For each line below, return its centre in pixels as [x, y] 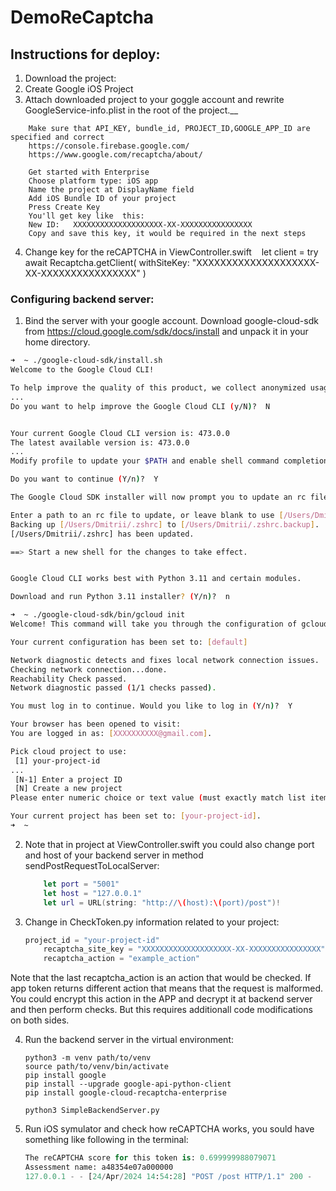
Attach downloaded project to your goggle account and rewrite [154, 99]
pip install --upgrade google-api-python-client [128, 1084]
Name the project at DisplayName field [111, 190]
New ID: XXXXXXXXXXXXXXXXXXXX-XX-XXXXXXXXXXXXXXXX [140, 225]
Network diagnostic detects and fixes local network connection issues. [165, 660]
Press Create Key [64, 207]
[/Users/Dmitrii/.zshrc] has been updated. [102, 534]
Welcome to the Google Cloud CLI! [82, 370]
